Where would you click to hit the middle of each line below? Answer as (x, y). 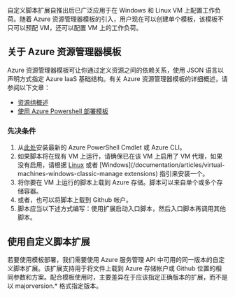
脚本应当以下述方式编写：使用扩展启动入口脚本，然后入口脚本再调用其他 (121, 209)
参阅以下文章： (29, 87)
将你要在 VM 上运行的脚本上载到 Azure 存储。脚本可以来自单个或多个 (117, 182)
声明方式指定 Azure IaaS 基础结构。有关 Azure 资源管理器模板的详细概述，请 (117, 78)
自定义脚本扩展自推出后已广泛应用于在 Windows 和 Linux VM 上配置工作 (111, 10)
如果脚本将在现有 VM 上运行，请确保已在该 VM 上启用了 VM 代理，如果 (120, 157)
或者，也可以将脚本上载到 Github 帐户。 (75, 200)
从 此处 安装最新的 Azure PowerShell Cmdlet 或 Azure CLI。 (102, 147)
